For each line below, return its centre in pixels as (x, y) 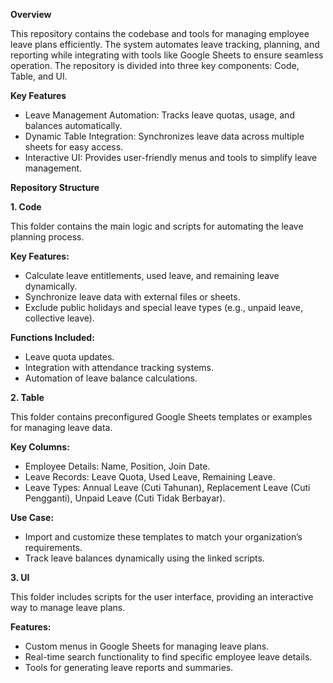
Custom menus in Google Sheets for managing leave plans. (147, 646)
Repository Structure (55, 187)
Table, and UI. (39, 76)
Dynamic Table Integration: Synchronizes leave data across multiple (164, 136)
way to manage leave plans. (68, 607)
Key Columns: (40, 447)
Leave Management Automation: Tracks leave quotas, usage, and (159, 115)
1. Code (26, 207)
